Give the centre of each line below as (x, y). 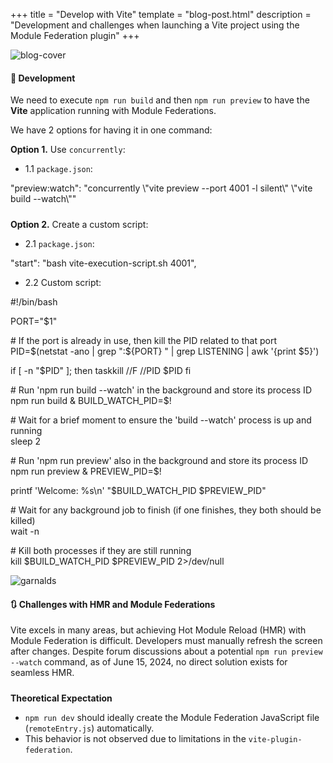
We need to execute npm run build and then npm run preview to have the (160, 100)
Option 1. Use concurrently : (68, 150)
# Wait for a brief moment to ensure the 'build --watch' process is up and (161, 420)
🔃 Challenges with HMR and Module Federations (113, 604)
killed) (23, 521)
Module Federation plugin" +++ (75, 35)
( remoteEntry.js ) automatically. (89, 728)
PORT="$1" (34, 321)
